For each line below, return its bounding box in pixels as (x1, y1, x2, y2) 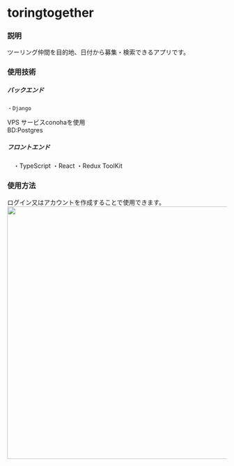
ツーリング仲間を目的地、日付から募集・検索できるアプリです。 (7, 48, 190, 56)
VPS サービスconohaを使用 (7, 118, 86, 127)
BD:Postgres (7, 126, 43, 134)
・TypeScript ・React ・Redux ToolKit (13, 162, 123, 170)
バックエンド (7, 86, 44, 94)
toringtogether (7, 5, 94, 21)
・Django (7, 105, 31, 112)
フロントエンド (7, 143, 50, 151)
